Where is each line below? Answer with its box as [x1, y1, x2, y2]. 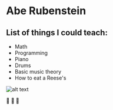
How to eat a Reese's [14, 75, 67, 81]
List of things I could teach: [6, 28, 108, 38]
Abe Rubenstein [6, 4, 87, 18]
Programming [14, 49, 48, 56]
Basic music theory [14, 68, 62, 75]
